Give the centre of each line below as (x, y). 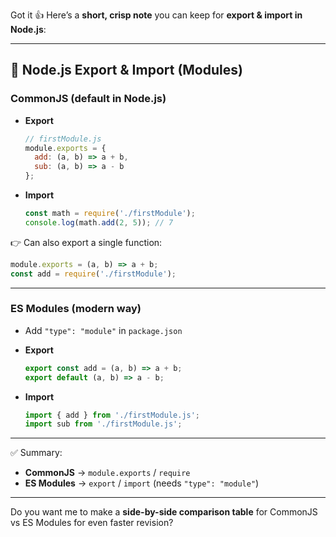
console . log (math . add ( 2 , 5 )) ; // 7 (99, 222)
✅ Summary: (36, 453)
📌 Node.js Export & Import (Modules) (126, 70)
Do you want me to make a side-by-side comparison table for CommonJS (164, 512)
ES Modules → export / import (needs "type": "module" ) (142, 483)
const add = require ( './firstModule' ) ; (93, 274)
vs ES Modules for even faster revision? (92, 523)
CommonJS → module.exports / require (107, 473)
